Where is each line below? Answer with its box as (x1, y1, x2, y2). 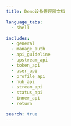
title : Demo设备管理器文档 (6, 8, 65, 15)
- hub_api (11, 79, 35, 85)
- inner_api (11, 95, 41, 101)
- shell (11, 25, 30, 30)
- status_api (11, 90, 43, 96)
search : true (6, 111, 38, 117)
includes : (6, 35, 30, 41)
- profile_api (11, 73, 45, 79)
